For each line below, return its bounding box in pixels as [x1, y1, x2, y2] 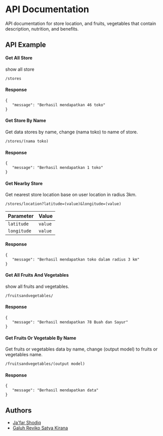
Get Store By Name [5, 118, 46, 124]
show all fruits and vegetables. [5, 283, 70, 289]
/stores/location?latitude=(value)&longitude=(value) [5, 201, 122, 207]
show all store [5, 66, 35, 72]
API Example [5, 41, 46, 49]
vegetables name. [5, 352, 43, 358]
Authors [5, 406, 32, 415]
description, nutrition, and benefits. [5, 25, 79, 32]
